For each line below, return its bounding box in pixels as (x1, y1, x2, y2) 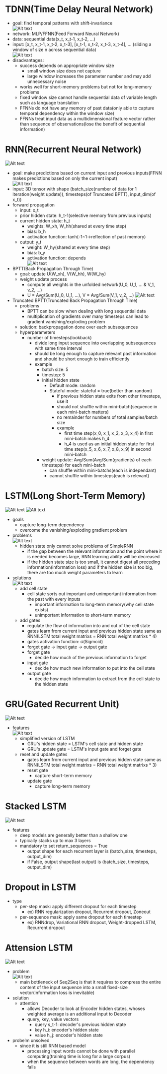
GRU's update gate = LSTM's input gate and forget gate (27, 746, 142, 752)
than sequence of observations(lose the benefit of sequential (19, 121, 145, 127)
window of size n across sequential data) (12, 46, 97, 52)
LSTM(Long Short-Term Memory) (5, 490, 146, 502)
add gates (19, 617, 41, 623)
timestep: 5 (42, 371, 66, 378)
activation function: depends (27, 255, 86, 261)
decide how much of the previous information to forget (34, 654, 147, 660)
